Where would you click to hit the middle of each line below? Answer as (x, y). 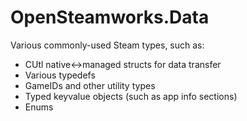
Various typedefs (60, 75)
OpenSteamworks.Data (110, 17)
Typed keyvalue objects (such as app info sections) (131, 96)
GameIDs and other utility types (90, 85)
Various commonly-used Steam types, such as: (107, 45)
